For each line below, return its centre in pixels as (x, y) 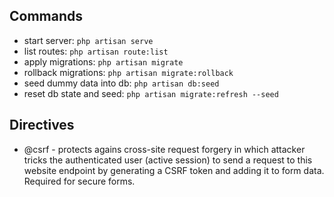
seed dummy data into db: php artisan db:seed (121, 83)
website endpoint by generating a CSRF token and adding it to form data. (174, 170)
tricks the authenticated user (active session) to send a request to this (168, 160)
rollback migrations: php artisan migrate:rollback (128, 72)
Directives (42, 125)
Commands (46, 16)
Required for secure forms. (79, 181)
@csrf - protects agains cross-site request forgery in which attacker (164, 149)
